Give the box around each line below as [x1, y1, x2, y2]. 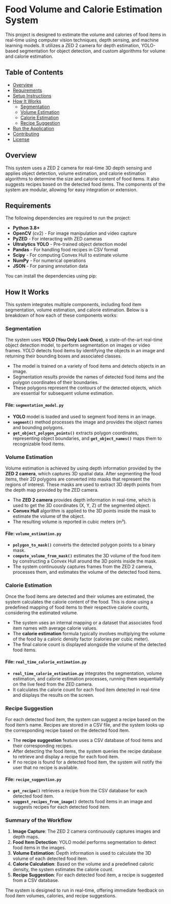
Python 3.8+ [12, 225, 40, 231]
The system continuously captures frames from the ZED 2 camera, [12, 564, 153, 570]
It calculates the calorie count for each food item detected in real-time [12, 686, 160, 693]
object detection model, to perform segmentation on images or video [5, 342, 151, 348]
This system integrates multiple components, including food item [5, 302, 142, 308]
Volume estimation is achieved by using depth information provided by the [5, 465, 162, 471]
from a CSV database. [12, 877, 60, 883]
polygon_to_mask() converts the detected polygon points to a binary [12, 542, 156, 548]
